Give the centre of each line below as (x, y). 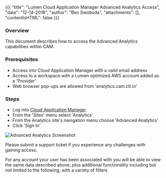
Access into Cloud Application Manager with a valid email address (80, 70)
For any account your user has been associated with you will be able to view (83, 159)
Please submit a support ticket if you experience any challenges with (75, 145)
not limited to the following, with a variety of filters (56, 170)
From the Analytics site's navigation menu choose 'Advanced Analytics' (85, 120)
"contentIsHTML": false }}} (32, 18)
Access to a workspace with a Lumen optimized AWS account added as (86, 75)
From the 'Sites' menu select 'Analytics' (53, 115)
